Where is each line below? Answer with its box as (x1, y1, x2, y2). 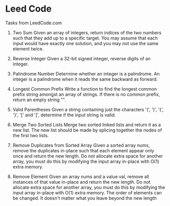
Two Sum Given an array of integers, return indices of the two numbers (12, 29, 161, 35)
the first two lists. (12, 132, 49, 138)
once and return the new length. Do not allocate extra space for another (12, 153, 163, 159)
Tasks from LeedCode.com (5, 20, 62, 26)
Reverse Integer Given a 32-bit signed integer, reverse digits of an (12, 55, 151, 61)
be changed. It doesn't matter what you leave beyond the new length (12, 195, 157, 201)
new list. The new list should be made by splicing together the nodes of (12, 127, 162, 133)
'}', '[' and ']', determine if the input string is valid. (12, 112, 116, 118)
